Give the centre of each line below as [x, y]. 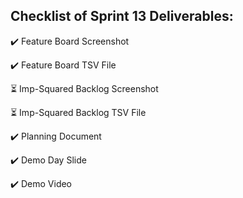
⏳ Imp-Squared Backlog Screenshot [84, 88]
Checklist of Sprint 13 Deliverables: [122, 16]
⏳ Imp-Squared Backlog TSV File [78, 112]
